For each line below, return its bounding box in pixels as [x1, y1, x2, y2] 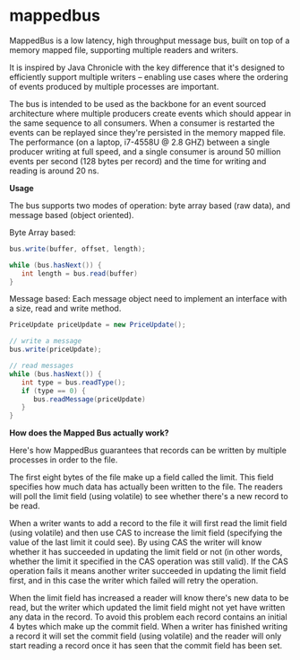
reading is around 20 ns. [9, 165, 100, 176]
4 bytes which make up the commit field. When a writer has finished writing [9, 621, 288, 632]
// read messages [9, 361, 74, 371]
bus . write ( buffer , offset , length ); [9, 244, 146, 253]
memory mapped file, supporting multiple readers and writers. [9, 44, 239, 55]
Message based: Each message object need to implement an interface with [9, 294, 287, 304]
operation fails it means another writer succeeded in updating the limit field [9, 566, 287, 576]
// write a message [9, 337, 82, 346]
